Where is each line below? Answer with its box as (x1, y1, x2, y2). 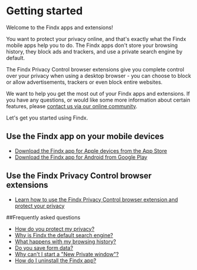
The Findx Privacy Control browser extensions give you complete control (6, 65, 185, 73)
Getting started (6, 4, 83, 18)
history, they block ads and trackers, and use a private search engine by (6, 48, 183, 55)
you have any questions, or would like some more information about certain (6, 96, 191, 103)
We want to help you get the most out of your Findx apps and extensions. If (6, 90, 190, 97)
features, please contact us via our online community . (6, 102, 138, 109)
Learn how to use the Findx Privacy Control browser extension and (14, 196, 178, 203)
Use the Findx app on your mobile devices (6, 131, 164, 142)
